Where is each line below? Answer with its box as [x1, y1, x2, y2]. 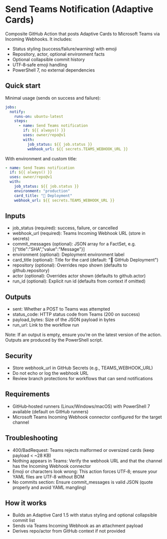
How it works [5, 498, 47, 507]
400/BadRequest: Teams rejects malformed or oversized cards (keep [12, 447, 155, 453]
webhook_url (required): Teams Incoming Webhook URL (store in [12, 230, 146, 236]
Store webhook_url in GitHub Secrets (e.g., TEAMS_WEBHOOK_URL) [12, 365, 153, 371]
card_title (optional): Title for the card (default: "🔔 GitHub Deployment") [12, 257, 159, 263]
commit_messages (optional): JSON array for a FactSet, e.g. [12, 241, 136, 247]
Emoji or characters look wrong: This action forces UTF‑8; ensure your [12, 468, 158, 474]
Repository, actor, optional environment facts [12, 51, 105, 57]
